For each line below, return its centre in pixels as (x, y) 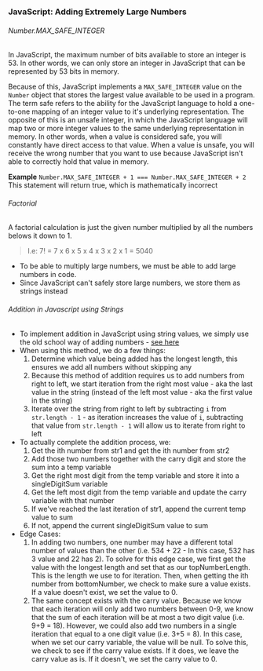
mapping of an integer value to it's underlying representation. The (138, 111)
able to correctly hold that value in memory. (79, 162)
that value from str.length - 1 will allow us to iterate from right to (138, 425)
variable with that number (73, 500)
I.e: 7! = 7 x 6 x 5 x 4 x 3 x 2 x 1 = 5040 (90, 251)
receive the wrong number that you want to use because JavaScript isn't (126, 153)
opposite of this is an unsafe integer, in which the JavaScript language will (128, 120)
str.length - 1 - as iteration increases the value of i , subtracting (137, 417)
